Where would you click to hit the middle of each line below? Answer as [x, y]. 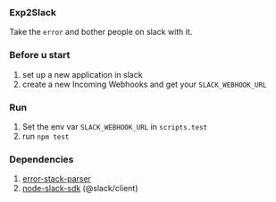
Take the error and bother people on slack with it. [101, 32]
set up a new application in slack [82, 74]
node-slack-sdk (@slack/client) [80, 189]
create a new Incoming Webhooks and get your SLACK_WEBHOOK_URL [144, 84]
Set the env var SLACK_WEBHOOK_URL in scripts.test [115, 126]
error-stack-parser [57, 179]
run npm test [46, 136]
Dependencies [42, 159]
